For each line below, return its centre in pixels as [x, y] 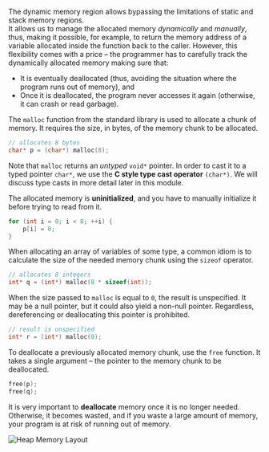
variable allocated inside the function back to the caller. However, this [123, 46]
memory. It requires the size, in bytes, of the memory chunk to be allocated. [133, 128]
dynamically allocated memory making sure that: [88, 63]
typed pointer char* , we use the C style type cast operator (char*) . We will [133, 174]
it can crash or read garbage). [69, 104]
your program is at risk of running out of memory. [90, 424]
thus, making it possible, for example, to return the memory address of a [127, 37]
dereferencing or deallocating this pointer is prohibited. [99, 315]
